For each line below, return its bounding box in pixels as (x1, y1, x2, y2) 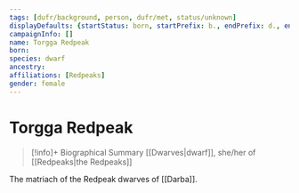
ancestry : (9, 63, 46, 72)
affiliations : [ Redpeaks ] (9, 71, 105, 80)
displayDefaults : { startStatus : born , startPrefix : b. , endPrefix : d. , (9, 21, 280, 30)
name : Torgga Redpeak (9, 37, 90, 47)
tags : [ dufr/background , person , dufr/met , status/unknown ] (9, 12, 238, 22)
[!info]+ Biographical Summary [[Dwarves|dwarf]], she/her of (30, 147, 256, 157)
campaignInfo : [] (9, 29, 74, 38)
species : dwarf (9, 54, 66, 63)
